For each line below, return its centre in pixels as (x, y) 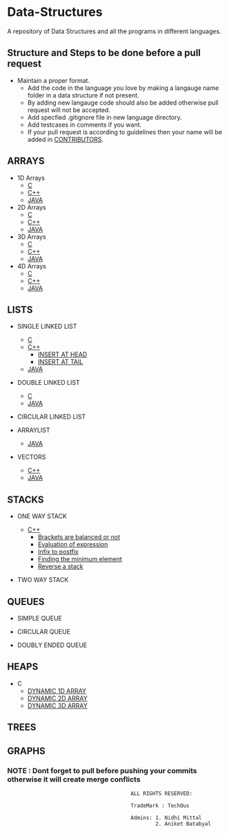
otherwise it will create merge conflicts (74, 779)
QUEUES (26, 602)
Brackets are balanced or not (79, 537)
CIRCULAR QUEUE (44, 632)
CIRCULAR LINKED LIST (51, 417)
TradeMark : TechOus (160, 806)
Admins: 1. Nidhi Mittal (166, 817)
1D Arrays (31, 178)
